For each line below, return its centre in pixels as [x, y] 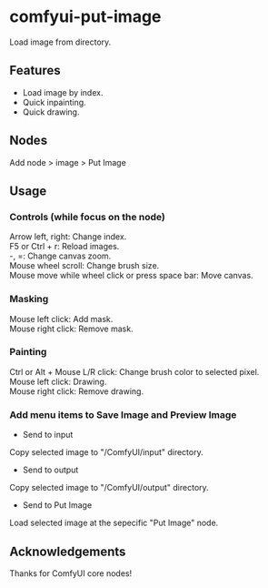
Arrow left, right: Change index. [68, 237]
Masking [29, 299]
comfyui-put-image [85, 17]
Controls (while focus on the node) [88, 217]
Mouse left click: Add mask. [61, 319]
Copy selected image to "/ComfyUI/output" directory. [109, 488]
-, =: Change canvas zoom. [60, 256]
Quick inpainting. [54, 102]
